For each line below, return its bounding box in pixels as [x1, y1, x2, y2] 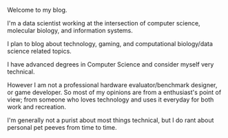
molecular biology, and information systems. [7, 27, 133, 34]
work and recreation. [7, 103, 67, 111]
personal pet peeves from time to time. [7, 124, 117, 131]
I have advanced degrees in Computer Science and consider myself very [7, 60, 214, 68]
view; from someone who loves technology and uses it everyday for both [7, 95, 214, 104]
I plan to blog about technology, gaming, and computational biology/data [7, 40, 214, 47]
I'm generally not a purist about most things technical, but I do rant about [7, 116, 214, 124]
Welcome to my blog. [7, 6, 68, 14]
